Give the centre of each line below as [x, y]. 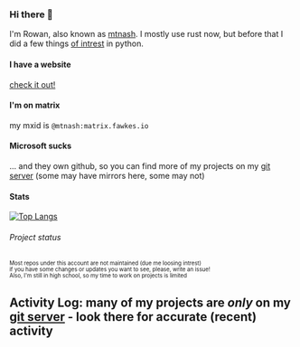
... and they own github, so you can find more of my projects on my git [140, 165]
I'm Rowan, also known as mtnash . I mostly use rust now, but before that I [146, 34]
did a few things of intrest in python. [77, 43]
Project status [35, 237]
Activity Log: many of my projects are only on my [150, 302]
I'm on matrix [35, 105]
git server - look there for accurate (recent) [133, 317]
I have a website [40, 64]
